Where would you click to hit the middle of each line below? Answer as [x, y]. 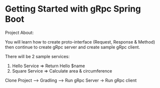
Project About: [19, 32]
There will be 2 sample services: [37, 56]
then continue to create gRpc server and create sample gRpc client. [73, 47]
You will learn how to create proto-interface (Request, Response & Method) [80, 42]
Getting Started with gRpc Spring [73, 9]
